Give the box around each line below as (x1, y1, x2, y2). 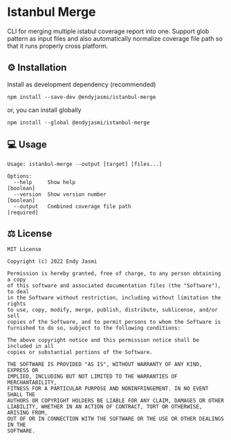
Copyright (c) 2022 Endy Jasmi (7, 258, 98, 265)
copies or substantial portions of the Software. (7, 349, 154, 356)
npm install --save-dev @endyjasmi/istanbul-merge (7, 93, 156, 100)
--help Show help (13, 178, 76, 185)
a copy (7, 276, 26, 284)
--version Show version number (13, 191, 107, 198)
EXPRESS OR (7, 367, 39, 374)
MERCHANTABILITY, (7, 379, 57, 386)
